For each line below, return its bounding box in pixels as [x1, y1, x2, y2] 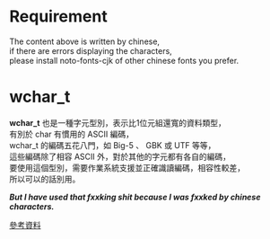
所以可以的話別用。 [9, 173, 81, 184]
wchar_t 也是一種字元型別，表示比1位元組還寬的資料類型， [9, 117, 226, 128]
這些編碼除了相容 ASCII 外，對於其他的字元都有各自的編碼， [9, 151, 231, 162]
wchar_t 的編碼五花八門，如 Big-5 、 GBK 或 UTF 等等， [9, 139, 216, 150]
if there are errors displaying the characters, [9, 45, 172, 56]
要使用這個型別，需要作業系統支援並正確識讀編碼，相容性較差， [9, 162, 245, 173]
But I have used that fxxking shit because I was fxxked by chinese [9, 191, 261, 202]
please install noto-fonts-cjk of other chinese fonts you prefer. [9, 55, 240, 66]
